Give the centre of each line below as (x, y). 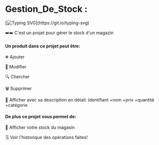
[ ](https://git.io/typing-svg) (47, 23)
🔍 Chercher (17, 77)
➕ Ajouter (15, 57)
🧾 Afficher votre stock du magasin (40, 128)
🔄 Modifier (16, 67)
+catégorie (16, 105)
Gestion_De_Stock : (46, 9)
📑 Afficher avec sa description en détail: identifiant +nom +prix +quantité (80, 100)
